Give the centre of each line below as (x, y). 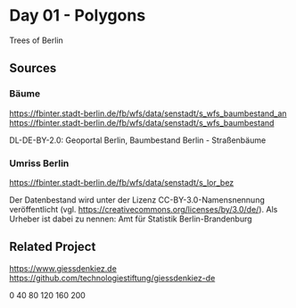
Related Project (53, 247)
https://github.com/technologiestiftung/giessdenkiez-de (112, 278)
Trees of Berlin (37, 40)
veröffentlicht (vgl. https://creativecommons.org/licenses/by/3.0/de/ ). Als (144, 209)
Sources (33, 68)
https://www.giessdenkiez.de (63, 268)
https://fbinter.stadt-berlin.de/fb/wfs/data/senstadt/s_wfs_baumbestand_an (148, 113)
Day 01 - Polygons (78, 16)
